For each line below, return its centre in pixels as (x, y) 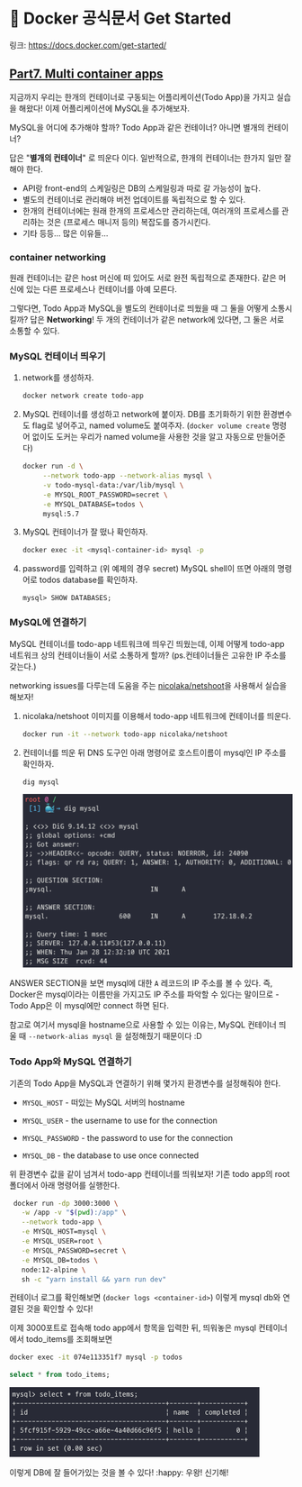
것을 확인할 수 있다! (59, 1309)
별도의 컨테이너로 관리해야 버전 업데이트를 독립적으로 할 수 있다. (133, 199)
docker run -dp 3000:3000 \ (66, 1203)
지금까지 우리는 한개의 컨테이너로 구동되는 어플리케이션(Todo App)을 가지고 (142, 96)
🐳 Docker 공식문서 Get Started (120, 18)
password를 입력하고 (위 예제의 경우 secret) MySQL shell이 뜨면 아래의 (149, 569)
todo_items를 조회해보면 (69, 1339)
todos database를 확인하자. (89, 580)
